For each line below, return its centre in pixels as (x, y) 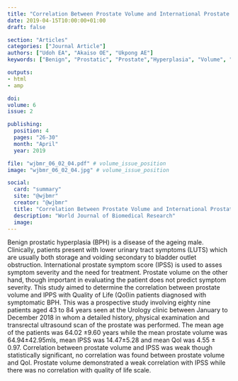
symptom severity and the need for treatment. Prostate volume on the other (118, 273)
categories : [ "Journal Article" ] (57, 47)
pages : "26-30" (36, 137)
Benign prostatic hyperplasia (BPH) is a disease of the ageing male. (106, 242)
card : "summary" (38, 189)
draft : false (27, 27)
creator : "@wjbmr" (41, 203)
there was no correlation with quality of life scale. (79, 370)
